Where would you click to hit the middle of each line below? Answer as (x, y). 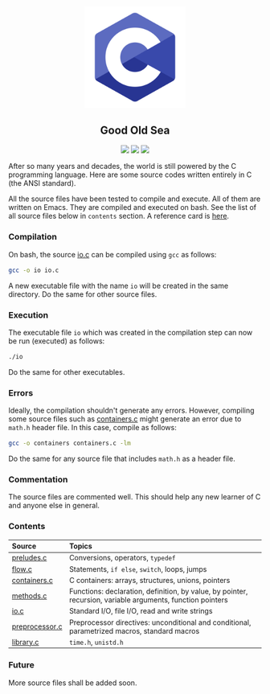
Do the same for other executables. (67, 372)
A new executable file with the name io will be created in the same (119, 285)
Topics (81, 546)
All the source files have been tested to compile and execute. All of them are (135, 199)
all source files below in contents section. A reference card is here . (119, 216)
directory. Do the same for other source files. (83, 294)
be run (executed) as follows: (57, 341)
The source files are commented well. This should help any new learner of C (135, 497)
